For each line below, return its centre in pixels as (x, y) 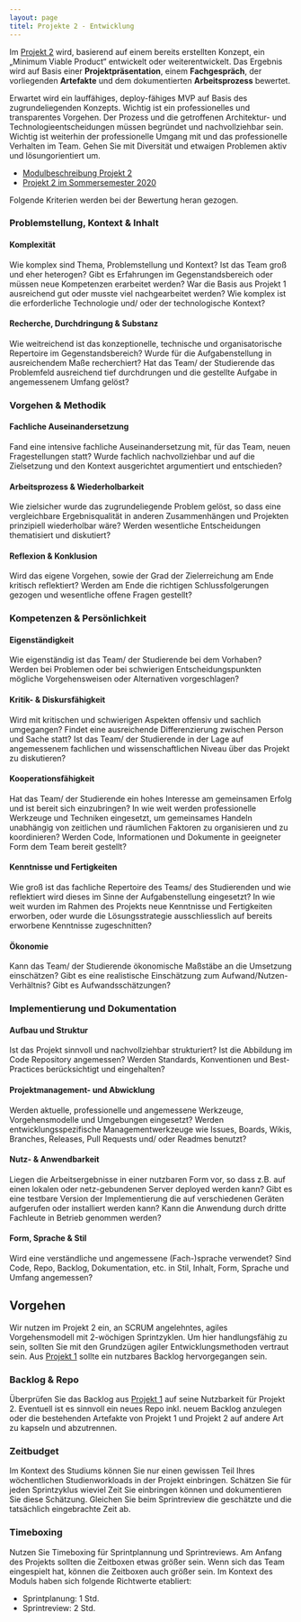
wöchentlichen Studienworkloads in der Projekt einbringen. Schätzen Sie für (150, 1481)
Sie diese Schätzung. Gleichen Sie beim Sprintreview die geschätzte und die (150, 1499)
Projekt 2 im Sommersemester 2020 (89, 182)
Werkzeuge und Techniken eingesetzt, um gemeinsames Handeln (131, 817)
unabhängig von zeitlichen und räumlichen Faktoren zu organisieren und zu (149, 827)
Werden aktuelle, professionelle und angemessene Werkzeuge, (127, 1110)
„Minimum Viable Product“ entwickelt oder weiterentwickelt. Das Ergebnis (146, 61)
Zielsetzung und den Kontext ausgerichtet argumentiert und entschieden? (146, 466)
